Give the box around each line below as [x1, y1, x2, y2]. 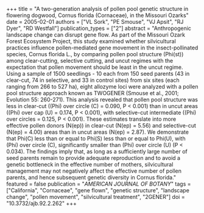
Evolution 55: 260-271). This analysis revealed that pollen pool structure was [6, 96, 198, 103]
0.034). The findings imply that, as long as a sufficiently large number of [6, 148, 188, 155]
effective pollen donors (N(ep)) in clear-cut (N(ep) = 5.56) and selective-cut [6, 122, 197, 129]
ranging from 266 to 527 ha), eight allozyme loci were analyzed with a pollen [6, 83, 199, 90]
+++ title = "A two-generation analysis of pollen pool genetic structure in [6, 5, 189, 12]
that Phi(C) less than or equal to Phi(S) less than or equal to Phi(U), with [6, 135, 186, 142]
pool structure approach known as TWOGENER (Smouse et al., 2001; [6, 90, 179, 96]
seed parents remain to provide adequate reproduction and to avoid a [6, 154, 181, 161]
